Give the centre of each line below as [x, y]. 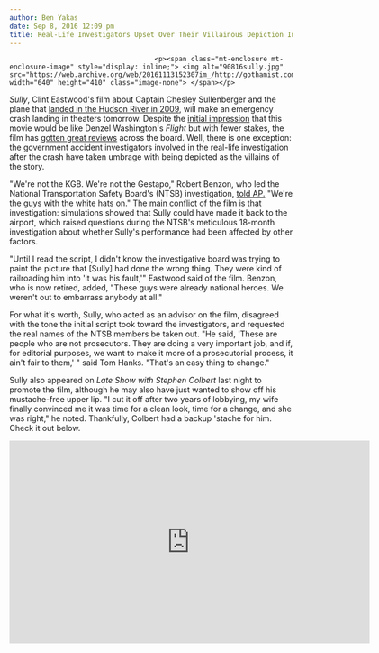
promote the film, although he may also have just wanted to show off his [143, 390]
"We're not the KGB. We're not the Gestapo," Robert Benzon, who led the [144, 184]
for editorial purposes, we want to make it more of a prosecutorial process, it [151, 354]
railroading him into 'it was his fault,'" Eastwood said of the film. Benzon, [143, 278]
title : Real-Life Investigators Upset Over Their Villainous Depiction [146, 34]
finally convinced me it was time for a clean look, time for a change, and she [151, 409]
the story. [27, 167]
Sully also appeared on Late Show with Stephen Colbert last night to [136, 381]
